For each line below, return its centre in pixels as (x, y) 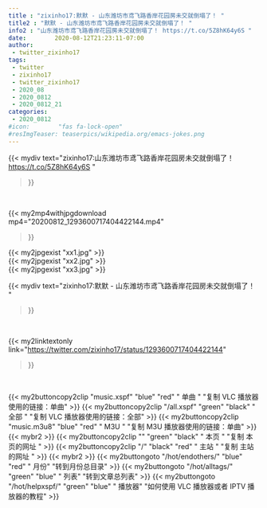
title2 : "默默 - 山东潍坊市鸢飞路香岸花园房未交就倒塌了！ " (100, 23)
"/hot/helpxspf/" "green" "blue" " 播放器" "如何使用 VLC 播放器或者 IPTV (127, 486)
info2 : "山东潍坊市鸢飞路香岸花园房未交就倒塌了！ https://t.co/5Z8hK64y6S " (130, 30)
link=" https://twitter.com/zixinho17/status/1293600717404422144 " (118, 349)
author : (21, 45)
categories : (28, 112)
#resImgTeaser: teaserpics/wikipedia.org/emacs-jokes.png (106, 134)
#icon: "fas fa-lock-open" (66, 127)
